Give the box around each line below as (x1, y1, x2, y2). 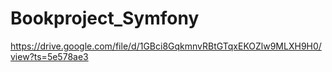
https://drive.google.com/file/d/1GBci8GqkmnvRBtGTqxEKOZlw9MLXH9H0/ (10, 40, 322, 52)
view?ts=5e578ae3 (10, 50, 89, 62)
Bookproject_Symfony (10, 7, 200, 30)
